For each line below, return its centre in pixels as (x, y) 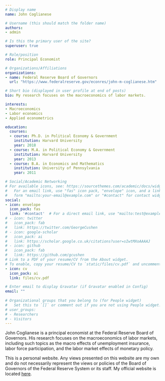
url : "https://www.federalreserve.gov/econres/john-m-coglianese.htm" (83, 82)
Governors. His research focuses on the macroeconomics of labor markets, (81, 338)
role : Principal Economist (33, 59)
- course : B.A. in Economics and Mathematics (57, 164)
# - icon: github (23, 246)
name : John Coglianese (28, 14)
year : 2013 (25, 159)
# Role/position (22, 55)
